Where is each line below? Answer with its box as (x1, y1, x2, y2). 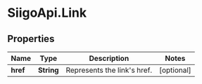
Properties (7, 33, 55, 45)
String (37, 65, 59, 75)
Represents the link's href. (65, 65, 153, 75)
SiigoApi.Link (7, 5, 87, 21)
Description (89, 54, 130, 63)
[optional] (158, 65, 191, 75)
